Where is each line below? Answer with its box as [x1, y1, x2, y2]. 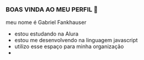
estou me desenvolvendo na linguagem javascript [14, 37, 138, 44]
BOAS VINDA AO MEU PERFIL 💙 [5, 5, 98, 14]
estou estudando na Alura [14, 30, 79, 37]
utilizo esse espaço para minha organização [14, 43, 124, 50]
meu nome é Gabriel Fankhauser [5, 19, 87, 26]
